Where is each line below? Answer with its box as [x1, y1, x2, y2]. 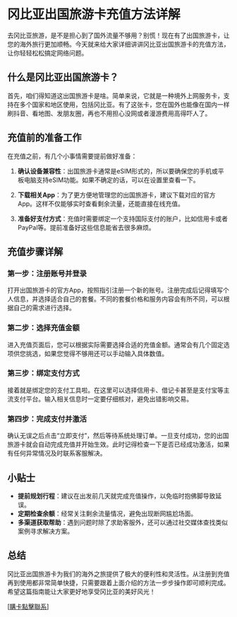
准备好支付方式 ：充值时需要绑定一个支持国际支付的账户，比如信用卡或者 [17, 214, 228, 223]
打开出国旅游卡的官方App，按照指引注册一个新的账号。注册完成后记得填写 [7, 286, 224, 295]
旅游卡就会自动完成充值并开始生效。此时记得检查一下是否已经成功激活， [7, 440, 217, 448]
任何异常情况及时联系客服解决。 [13, 449, 107, 458]
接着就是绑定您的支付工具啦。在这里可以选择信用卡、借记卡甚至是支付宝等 [7, 386, 224, 394]
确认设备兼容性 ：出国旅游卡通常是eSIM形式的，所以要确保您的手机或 [17, 166, 219, 175]
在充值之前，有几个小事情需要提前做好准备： [7, 152, 138, 160]
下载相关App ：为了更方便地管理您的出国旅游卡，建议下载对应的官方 [17, 190, 216, 199]
